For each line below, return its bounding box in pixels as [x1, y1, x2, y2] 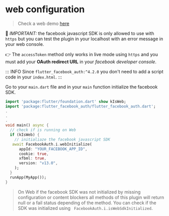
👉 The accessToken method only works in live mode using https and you [5, 51, 158, 57]
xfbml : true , [18, 156, 47, 161]
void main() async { [5, 123, 49, 128]
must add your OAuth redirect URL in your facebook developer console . [5, 59, 157, 65]
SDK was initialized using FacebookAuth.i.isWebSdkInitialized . [17, 205, 153, 211]
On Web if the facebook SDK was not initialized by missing [17, 188, 141, 195]
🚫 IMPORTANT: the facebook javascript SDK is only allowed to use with [5, 30, 154, 36]
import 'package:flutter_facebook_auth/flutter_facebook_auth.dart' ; [5, 103, 156, 109]
